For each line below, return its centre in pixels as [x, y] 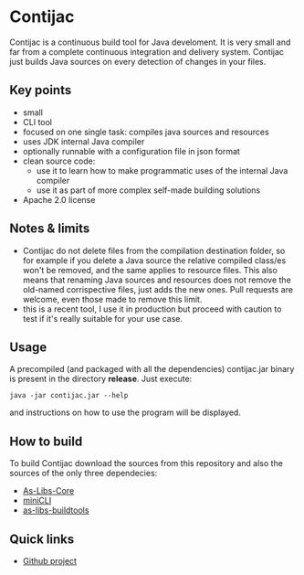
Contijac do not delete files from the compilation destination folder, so [154, 250]
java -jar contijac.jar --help [69, 396]
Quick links [42, 539]
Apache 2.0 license [59, 199]
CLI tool [37, 122]
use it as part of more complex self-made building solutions [148, 190]
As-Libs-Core [48, 491]
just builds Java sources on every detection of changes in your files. [138, 61]
